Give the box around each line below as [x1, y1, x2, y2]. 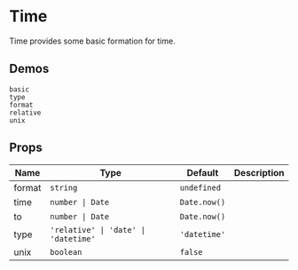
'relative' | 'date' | [50, 225, 146, 234]
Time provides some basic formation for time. [9, 36, 176, 46]
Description [233, 166, 285, 179]
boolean [50, 247, 82, 257]
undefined [179, 182, 222, 193]
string [50, 182, 78, 193]
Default [186, 166, 219, 179]
